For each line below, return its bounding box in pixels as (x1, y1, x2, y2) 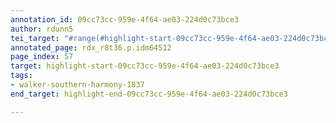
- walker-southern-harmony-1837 (10, 80, 145, 90)
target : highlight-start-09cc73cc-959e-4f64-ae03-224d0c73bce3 (10, 61, 280, 71)
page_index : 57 (10, 52, 74, 62)
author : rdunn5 (10, 24, 74, 34)
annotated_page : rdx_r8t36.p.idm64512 (10, 42, 172, 53)
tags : (10, 71, 33, 81)
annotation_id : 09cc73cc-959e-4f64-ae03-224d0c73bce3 (10, 14, 240, 25)
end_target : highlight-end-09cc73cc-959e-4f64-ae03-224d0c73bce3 (10, 89, 288, 99)
